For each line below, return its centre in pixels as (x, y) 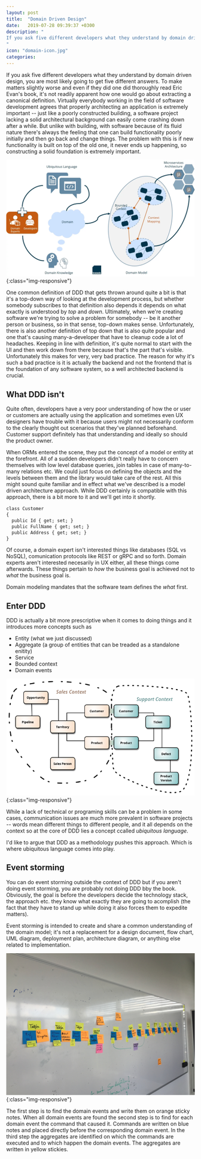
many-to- (180, 465)
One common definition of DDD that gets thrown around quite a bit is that (96, 293)
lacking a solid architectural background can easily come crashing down (95, 119)
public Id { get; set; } (42, 521)
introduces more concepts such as (49, 627)
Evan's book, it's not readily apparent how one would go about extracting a (99, 94)
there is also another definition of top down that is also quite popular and (96, 331)
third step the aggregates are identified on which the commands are (90, 1136)
